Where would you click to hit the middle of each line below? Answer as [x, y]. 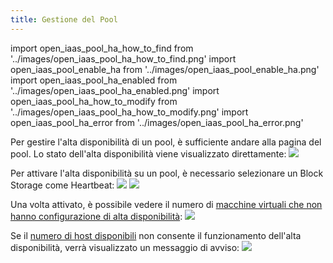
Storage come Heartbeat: [62, 185]
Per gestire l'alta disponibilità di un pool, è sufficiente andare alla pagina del [166, 142]
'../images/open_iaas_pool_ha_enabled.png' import [115, 90]
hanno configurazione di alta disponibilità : [96, 216]
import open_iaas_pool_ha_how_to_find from [102, 48]
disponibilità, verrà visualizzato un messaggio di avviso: [125, 247]
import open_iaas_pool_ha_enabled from [94, 80]
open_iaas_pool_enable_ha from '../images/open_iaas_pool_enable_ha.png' [165, 69]
